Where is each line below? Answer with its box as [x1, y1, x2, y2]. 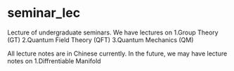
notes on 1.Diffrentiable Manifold [7, 56, 101, 65]
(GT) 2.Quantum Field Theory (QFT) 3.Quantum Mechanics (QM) [7, 35, 194, 44]
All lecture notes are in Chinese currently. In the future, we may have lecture [7, 49, 228, 58]
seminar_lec [7, 5, 81, 21]
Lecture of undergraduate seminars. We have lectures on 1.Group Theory [7, 28, 219, 37]
